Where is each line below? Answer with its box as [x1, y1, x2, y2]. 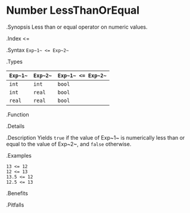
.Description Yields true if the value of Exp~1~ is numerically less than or [6, 134, 185, 141]
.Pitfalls [6, 201, 24, 208]
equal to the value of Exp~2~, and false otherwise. [6, 140, 132, 147]
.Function [6, 111, 30, 118]
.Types [6, 58, 23, 65]
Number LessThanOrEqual [6, 4, 140, 17]
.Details [6, 122, 25, 129]
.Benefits [6, 189, 29, 197]
